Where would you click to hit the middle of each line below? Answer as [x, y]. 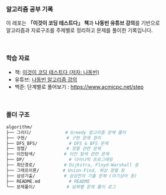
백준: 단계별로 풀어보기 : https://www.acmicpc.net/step [79, 86]
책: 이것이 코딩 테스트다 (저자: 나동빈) [57, 72]
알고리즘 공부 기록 [30, 9]
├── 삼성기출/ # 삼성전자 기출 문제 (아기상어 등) [72, 176]
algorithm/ [19, 127]
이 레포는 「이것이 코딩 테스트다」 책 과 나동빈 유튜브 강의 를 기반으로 [83, 23]
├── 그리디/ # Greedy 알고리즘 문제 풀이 [66, 133]
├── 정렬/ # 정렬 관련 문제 [53, 149]
